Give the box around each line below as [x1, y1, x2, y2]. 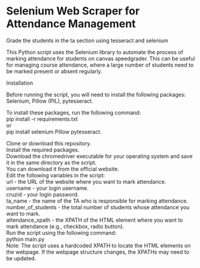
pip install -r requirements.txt [6, 115, 78, 123]
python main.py [6, 236, 45, 243]
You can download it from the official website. [6, 165, 120, 172]
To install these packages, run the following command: [6, 109, 141, 116]
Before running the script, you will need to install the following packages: [6, 91, 186, 98]
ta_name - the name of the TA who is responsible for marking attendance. [6, 197, 189, 204]
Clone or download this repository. [6, 139, 92, 147]
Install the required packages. [6, 146, 80, 153]
